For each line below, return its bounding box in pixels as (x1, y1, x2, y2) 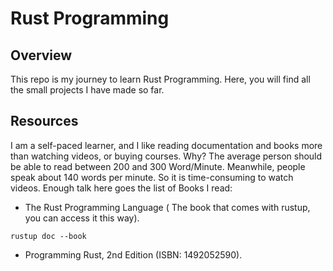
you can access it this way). (24, 212, 140, 224)
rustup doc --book (10, 231, 87, 241)
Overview (10, 47, 73, 64)
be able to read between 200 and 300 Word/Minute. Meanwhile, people (10, 160, 306, 172)
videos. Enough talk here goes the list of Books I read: (10, 182, 233, 194)
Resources (10, 113, 79, 130)
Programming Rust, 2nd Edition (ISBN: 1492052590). (24, 248, 243, 261)
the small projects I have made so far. (10, 84, 165, 96)
